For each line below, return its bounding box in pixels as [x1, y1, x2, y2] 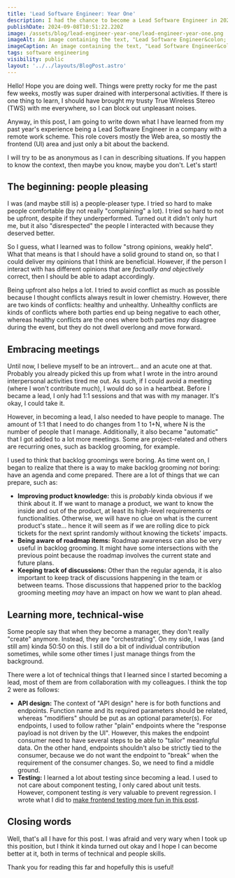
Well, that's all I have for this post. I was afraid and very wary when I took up [7, 834, 227, 843]
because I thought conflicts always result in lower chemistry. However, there [7, 293, 227, 302]
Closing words [7, 816, 72, 828]
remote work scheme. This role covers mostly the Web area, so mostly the [7, 132, 222, 141]
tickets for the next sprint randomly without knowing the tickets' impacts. [17, 529, 228, 537]
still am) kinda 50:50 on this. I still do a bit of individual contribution [7, 642, 201, 651]
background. [7, 657, 44, 665]
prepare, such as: [7, 479, 58, 487]
